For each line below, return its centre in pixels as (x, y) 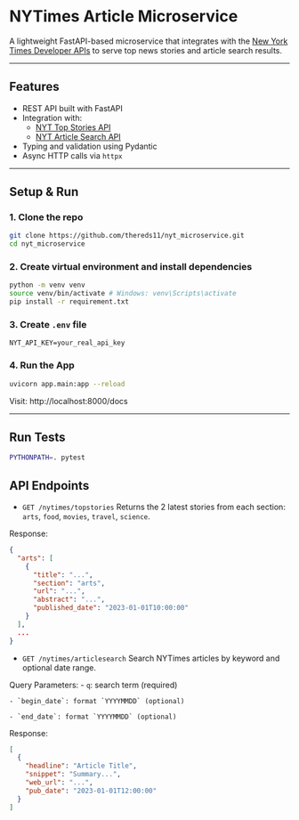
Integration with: (52, 118)
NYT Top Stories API (73, 127)
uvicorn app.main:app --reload (67, 384)
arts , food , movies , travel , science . (86, 516)
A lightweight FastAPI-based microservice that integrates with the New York (149, 41)
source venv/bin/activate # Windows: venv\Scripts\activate (123, 294)
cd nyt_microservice (48, 244)
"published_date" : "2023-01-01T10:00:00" (111, 608)
